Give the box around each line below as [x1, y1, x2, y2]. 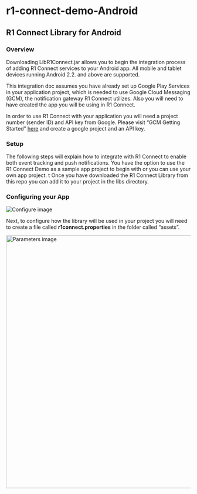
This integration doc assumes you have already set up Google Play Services [6, 82, 190, 89]
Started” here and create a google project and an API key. [6, 125, 145, 132]
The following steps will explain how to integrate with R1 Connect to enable [6, 153, 186, 160]
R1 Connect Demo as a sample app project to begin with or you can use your [6, 166, 191, 173]
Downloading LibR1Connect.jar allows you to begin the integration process [6, 58, 186, 65]
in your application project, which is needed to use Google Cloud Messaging [6, 88, 191, 95]
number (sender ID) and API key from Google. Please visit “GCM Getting [6, 119, 181, 126]
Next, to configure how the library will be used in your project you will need [6, 218, 188, 225]
